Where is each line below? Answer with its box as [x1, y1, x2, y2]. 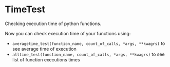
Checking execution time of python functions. [5, 20, 102, 27]
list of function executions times [12, 56, 80, 62]
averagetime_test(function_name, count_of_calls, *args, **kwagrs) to [12, 40, 165, 47]
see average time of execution [12, 46, 77, 52]
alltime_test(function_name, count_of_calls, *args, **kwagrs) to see [12, 51, 165, 57]
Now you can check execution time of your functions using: [5, 30, 131, 36]
